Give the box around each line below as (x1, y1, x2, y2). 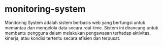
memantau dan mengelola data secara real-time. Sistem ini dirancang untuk (4, 24, 159, 30)
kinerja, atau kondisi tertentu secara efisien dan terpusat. (4, 35, 121, 41)
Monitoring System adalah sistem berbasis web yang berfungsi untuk (4, 20, 146, 25)
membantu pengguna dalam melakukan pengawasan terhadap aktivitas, (4, 30, 151, 36)
